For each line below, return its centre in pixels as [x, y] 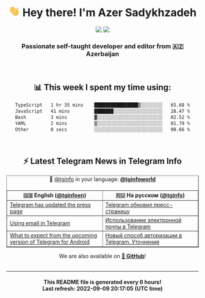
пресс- [163, 204]
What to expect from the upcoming [54, 236]
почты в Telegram [128, 226]
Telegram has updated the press [51, 204]
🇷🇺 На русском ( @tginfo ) [150, 195]
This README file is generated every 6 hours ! [103, 282]
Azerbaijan [103, 54]
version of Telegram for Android [50, 242]
